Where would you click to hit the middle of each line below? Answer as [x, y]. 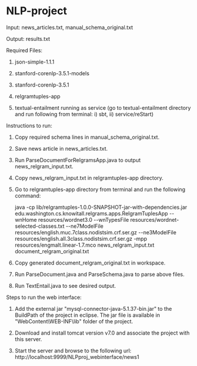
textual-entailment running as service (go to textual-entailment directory [103, 107]
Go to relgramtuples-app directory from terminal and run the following [100, 189]
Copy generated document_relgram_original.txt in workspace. [90, 263]
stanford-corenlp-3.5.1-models [52, 73]
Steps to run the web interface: [44, 297]
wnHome [26, 219]
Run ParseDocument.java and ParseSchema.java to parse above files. [100, 274]
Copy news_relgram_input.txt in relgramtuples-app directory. [89, 178]
